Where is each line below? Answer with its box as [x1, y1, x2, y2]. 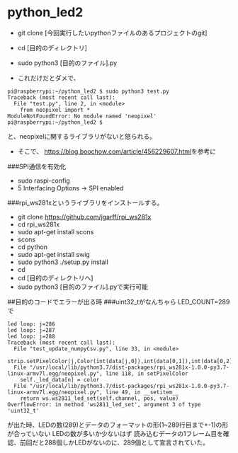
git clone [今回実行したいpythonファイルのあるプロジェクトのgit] [17, 28, 208, 37]
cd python [17, 242, 48, 251]
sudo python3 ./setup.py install [17, 258, 108, 266]
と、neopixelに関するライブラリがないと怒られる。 [7, 132, 157, 140]
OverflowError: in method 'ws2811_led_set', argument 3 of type [7, 401, 201, 408]
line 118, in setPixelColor [105, 369, 189, 377]
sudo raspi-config [17, 176, 71, 185]
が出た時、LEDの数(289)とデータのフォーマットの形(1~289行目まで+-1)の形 [7, 420, 229, 429]
